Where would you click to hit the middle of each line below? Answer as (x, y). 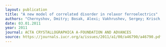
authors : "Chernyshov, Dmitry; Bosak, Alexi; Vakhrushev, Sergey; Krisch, (84, 19)
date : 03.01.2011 (23, 23)
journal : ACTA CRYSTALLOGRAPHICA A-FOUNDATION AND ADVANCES (68, 32)
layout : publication (26, 10)
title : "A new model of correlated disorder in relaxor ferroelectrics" (82, 14)
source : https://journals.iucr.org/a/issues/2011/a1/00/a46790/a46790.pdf (84, 37)
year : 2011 (16, 28)
